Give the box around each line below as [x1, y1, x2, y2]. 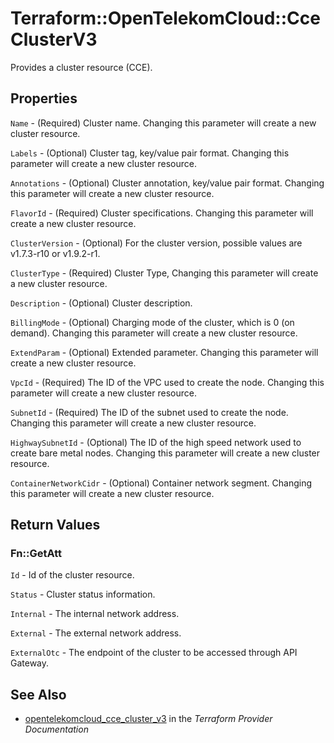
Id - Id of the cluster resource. [10, 569, 135, 581]
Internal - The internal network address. [10, 608, 180, 620]
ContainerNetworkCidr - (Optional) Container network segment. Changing [10, 477, 313, 489]
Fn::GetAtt [10, 547, 62, 561]
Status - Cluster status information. [10, 588, 156, 601]
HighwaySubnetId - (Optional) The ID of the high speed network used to [10, 436, 302, 448]
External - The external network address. [10, 627, 182, 639]
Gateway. [10, 657, 50, 669]
